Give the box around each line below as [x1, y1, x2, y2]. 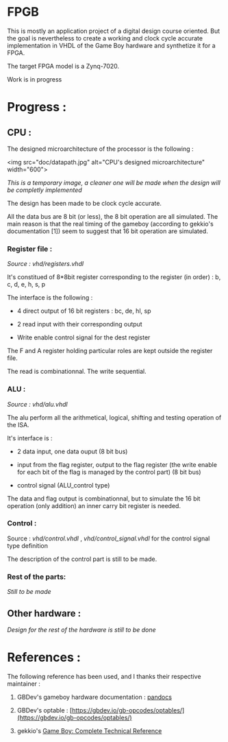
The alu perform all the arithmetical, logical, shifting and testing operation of [7, 413, 222, 422]
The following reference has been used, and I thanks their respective [7, 672, 201, 680]
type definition [7, 541, 48, 549]
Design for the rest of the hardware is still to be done [7, 625, 156, 634]
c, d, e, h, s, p [7, 280, 46, 289]
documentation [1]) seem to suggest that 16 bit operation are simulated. [7, 227, 209, 235]
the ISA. [7, 420, 29, 429]
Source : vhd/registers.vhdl [7, 260, 84, 268]
